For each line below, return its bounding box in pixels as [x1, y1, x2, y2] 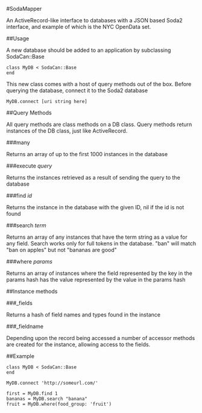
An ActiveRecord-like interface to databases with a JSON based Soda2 [6, 17, 183, 24]
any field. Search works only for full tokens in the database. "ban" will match [6, 240, 197, 247]
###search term [6, 222, 46, 229]
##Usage [6, 35, 30, 42]
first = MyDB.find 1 [6, 391, 58, 397]
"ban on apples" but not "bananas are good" [6, 247, 118, 253]
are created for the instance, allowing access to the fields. [6, 341, 151, 348]
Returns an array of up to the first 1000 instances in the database [6, 151, 168, 157]
